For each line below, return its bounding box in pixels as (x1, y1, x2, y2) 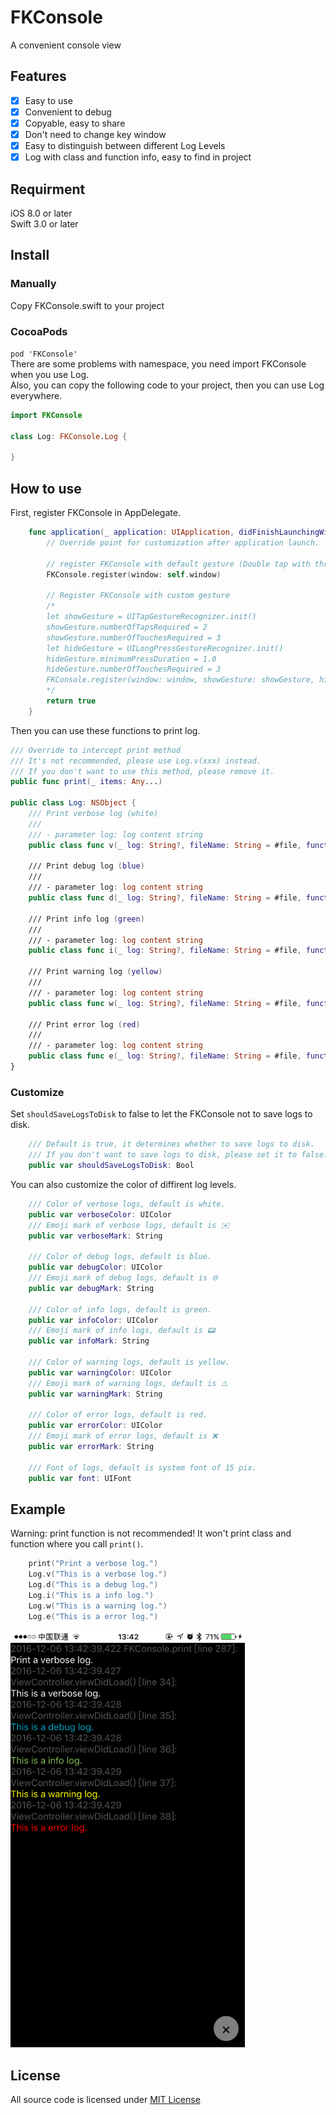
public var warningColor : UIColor (28, 1367, 172, 1378)
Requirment (10, 181, 86, 198)
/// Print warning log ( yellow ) (28, 967, 163, 977)
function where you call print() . (10, 1538, 144, 1550)
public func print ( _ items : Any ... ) (10, 777, 163, 787)
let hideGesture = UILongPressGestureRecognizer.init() (46, 643, 284, 653)
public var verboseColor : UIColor (28, 1209, 172, 1220)
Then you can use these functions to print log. (10, 724, 201, 736)
